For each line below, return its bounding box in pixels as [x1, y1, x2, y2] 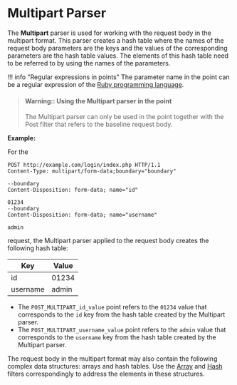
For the [7, 148, 28, 156]
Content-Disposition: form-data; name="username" [7, 212, 158, 219]
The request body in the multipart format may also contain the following [7, 354, 218, 363]
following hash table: [7, 244, 69, 252]
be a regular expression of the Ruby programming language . [7, 80, 184, 88]
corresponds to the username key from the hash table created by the [17, 333, 216, 342]
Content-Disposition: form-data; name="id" [7, 187, 139, 194]
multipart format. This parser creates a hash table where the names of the [7, 36, 224, 44]
